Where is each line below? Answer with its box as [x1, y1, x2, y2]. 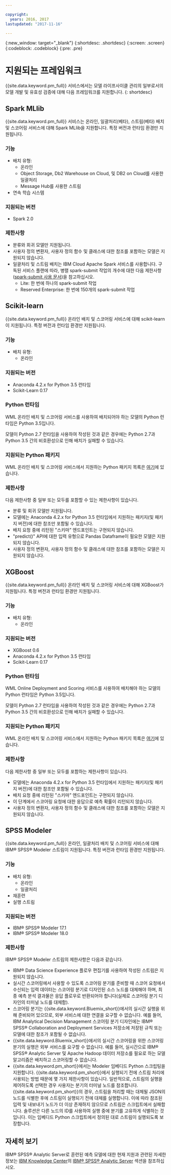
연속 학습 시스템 [12, 189, 44, 196]
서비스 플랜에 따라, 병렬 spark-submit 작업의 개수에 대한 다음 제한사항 [22, 268, 162, 274]
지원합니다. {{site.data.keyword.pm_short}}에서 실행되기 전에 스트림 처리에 [12, 1069, 165, 1075]
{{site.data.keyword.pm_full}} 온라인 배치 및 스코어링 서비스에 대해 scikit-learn [5, 316, 165, 322]
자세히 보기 [5, 1137, 38, 1145]
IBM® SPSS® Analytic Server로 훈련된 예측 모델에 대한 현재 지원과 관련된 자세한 [5, 1152, 166, 1158]
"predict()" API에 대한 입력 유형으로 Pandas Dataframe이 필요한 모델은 [12, 533, 156, 539]
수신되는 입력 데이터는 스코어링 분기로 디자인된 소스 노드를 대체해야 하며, [12, 987, 157, 993]
